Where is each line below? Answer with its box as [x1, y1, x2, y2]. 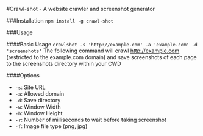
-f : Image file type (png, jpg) [15, 123, 88, 130]
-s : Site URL [15, 84, 46, 91]
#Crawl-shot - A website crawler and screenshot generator [6, 5, 155, 12]
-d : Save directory [15, 97, 61, 104]
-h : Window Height [15, 110, 63, 116]
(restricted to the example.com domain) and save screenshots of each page [6, 54, 197, 60]
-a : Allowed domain [15, 90, 65, 97]
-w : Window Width [15, 103, 61, 110]
